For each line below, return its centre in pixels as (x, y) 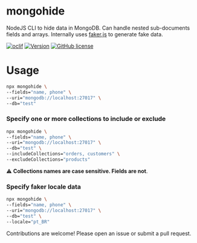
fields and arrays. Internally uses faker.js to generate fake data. (85, 34)
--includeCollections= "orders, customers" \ (63, 154)
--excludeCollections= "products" (48, 160)
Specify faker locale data (44, 187)
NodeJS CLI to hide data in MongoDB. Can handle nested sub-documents (98, 28)
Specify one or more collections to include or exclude (86, 119)
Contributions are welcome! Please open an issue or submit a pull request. (99, 233)
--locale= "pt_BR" (28, 222)
